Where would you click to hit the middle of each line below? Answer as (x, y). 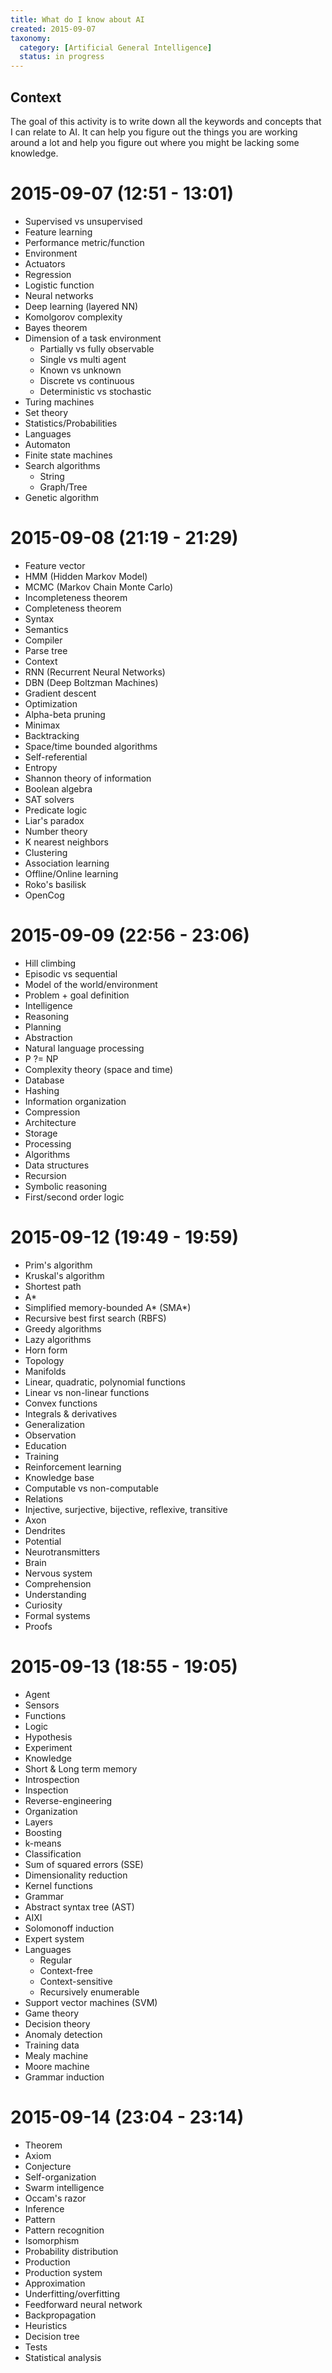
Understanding (55, 1594)
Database (44, 1080)
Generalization (54, 1424)
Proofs (38, 1626)
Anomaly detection (63, 2034)
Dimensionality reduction (76, 1875)
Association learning (67, 863)
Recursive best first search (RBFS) (95, 1318)
